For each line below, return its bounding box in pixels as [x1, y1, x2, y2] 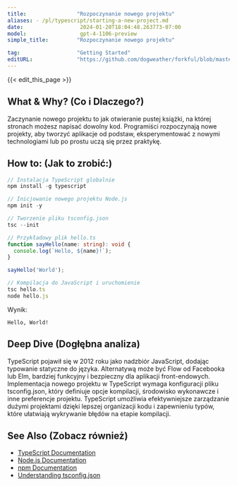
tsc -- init [7, 221, 39, 228]
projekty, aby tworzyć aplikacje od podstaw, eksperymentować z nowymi [7, 129, 221, 138]
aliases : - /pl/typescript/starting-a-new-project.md [7, 17, 169, 24]
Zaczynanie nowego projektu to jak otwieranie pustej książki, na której [7, 114, 212, 123]
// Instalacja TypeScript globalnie [7, 176, 115, 184]
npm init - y [7, 202, 42, 209]
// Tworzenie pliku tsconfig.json [7, 215, 109, 222]
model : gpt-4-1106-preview [7, 30, 138, 37]
